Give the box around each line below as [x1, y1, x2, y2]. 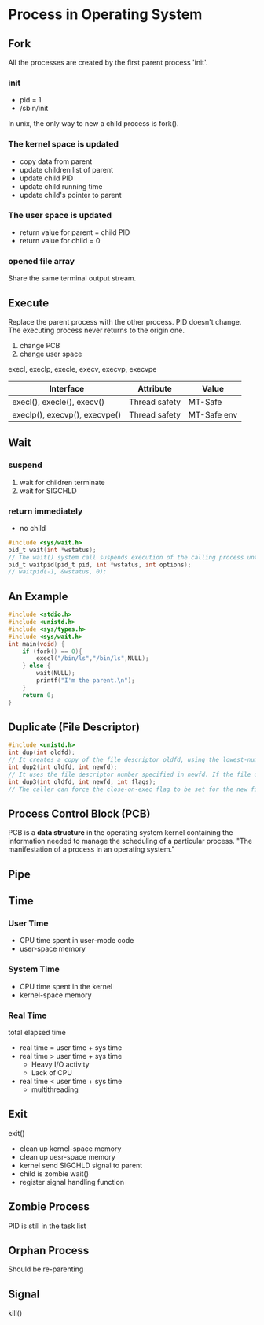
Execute [8, 296, 49, 310]
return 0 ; [22, 691, 55, 699]
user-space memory [19, 944, 86, 954]
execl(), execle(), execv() [12, 396, 104, 407]
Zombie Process [8, 1200, 90, 1214]
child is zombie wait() [19, 1168, 89, 1178]
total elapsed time [8, 1027, 67, 1037]
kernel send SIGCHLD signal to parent [19, 1160, 143, 1170]
